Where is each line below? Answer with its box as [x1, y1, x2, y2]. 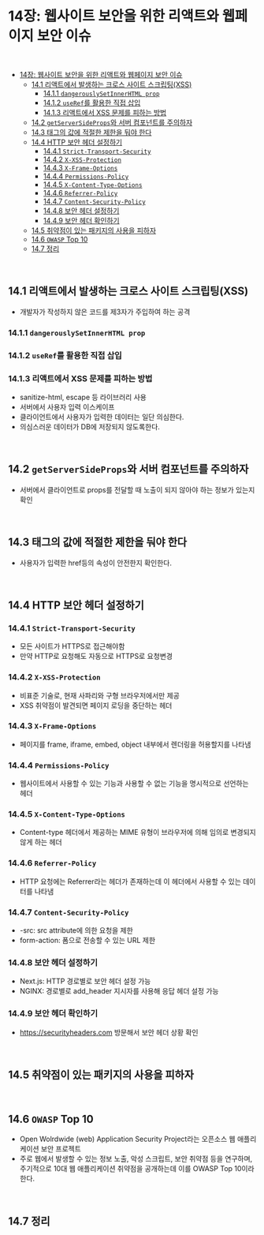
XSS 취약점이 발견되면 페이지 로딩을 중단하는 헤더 [19, 700, 173, 710]
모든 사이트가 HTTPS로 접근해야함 [19, 642, 125, 651]
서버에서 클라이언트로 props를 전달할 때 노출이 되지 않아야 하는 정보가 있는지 [19, 485, 255, 494]
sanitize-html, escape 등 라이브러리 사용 [19, 392, 147, 402]
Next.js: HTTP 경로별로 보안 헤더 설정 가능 [19, 976, 151, 986]
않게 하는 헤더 [19, 837, 62, 847]
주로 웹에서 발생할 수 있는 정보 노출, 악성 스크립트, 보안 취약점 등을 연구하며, [19, 1154, 253, 1164]
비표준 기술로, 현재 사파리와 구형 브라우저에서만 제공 [19, 690, 180, 700]
